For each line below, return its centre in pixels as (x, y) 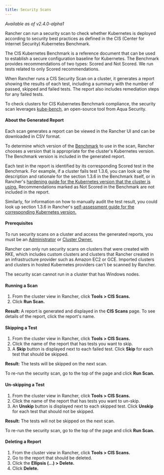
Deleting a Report (23, 442)
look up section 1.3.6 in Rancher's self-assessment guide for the (70, 207)
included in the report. (27, 192)
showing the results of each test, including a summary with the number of (80, 84)
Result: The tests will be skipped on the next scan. (56, 364)
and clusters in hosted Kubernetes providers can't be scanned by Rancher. (81, 265)
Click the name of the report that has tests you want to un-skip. (76, 401)
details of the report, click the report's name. (50, 317)
